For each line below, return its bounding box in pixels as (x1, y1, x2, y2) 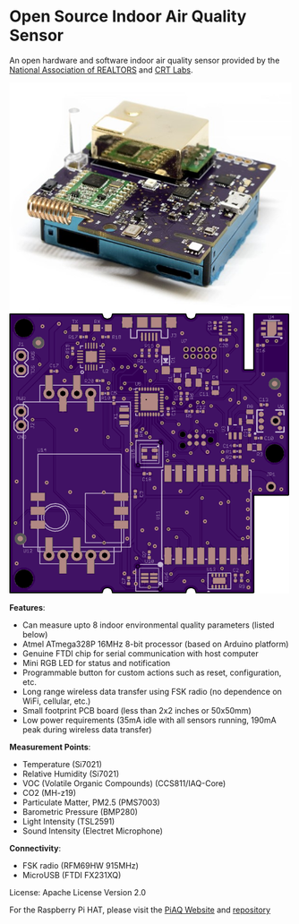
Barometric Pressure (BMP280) (21, 806, 139, 817)
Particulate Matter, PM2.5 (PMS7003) (21, 797, 161, 808)
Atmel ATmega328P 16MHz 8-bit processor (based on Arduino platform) (21, 638, 289, 649)
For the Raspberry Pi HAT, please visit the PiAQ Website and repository (9, 904, 271, 915)
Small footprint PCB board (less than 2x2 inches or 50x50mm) (21, 705, 252, 715)
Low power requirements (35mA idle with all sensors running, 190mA (21, 714, 277, 725)
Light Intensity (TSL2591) (21, 816, 115, 826)
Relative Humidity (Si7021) (21, 768, 119, 779)
